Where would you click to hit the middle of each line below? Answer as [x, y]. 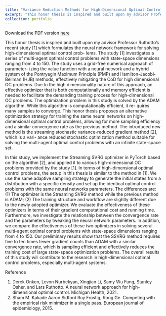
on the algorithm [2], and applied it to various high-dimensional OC [73, 163]
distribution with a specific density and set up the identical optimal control [80, 184]
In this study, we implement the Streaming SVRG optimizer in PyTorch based [83, 158]
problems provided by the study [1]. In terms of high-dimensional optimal [79, 168]
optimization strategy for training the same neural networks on [69, 116]
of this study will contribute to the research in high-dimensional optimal [78, 258]
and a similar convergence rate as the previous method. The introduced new [83, 127]
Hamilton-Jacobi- [138, 74]
